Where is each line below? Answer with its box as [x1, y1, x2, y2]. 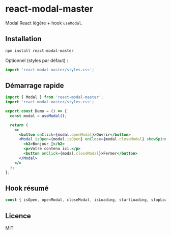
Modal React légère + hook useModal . [5, 20, 83, 26]
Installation [5, 35, 42, 43]
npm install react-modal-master [5, 48, 74, 53]
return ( [10, 123, 28, 128]
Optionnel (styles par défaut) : [5, 57, 69, 64]
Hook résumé [5, 184, 49, 192]
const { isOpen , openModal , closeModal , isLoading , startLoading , [5, 197, 149, 202]
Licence [5, 212, 32, 220]
